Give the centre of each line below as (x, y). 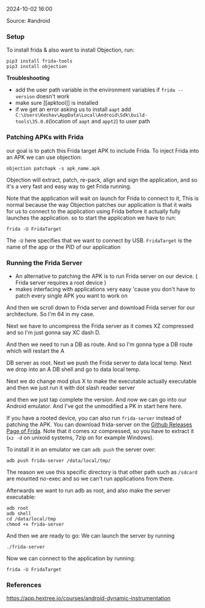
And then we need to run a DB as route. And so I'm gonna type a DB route (100, 344)
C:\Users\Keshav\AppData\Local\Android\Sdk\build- (81, 115)
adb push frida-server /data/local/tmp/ (59, 460)
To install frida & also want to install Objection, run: (71, 50)
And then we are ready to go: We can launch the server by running (91, 536)
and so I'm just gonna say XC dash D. (54, 332)
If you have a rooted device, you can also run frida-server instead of (94, 418)
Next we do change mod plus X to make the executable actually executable (102, 381)
